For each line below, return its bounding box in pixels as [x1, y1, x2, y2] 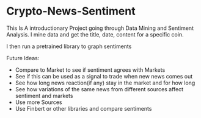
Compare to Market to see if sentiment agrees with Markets [15, 66, 166, 74]
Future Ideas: [6, 54, 40, 61]
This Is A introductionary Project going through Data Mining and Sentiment [6, 24, 194, 32]
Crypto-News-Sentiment [6, 4, 136, 18]
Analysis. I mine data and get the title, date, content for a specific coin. [6, 30, 185, 38]
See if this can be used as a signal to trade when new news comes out [15, 72, 193, 80]
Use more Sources [15, 99, 62, 106]
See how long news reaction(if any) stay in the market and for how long [15, 79, 196, 86]
